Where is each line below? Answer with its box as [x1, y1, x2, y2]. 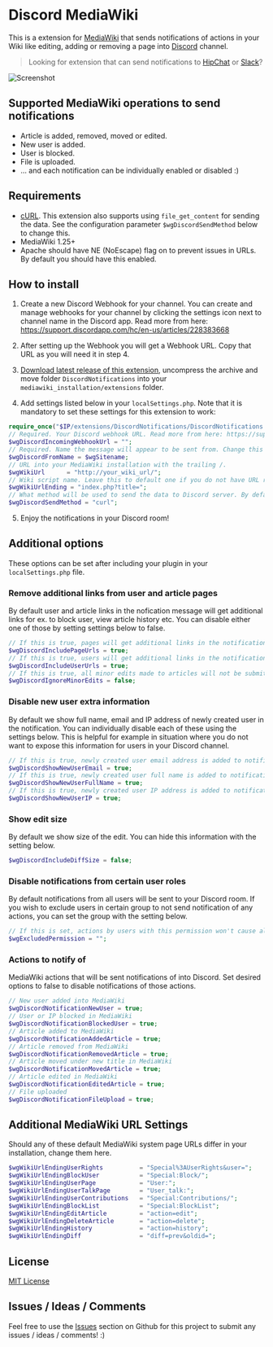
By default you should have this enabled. [19, 254, 157, 264]
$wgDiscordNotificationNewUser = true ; [8, 1004, 144, 1013]
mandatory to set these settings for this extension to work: [19, 407, 216, 417]
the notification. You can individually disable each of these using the [8, 723, 237, 733]
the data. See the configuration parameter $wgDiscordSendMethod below [19, 219, 258, 229]
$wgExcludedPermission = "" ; [8, 935, 107, 943]
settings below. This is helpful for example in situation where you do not [8, 731, 249, 742]
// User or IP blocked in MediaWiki [8, 1012, 132, 1020]
